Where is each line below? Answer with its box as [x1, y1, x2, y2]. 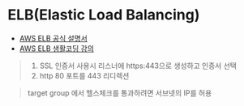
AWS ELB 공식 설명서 [19, 33, 88, 43]
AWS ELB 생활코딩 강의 [19, 43, 95, 53]
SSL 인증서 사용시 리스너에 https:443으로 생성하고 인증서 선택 [39, 61, 237, 70]
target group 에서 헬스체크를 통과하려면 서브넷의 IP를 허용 [27, 87, 212, 98]
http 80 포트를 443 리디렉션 [39, 70, 130, 80]
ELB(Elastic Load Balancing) [7, 6, 200, 24]
